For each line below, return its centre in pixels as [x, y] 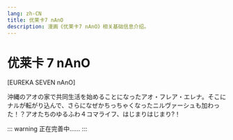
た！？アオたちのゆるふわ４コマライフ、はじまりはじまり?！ [94, 114]
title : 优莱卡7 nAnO [35, 20]
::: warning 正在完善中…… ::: [47, 129]
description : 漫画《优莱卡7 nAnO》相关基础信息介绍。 [78, 26]
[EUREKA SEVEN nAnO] [41, 82]
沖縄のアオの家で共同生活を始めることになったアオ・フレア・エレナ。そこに [117, 97]
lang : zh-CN [24, 14]
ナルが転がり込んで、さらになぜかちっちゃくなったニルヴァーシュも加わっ [114, 105]
